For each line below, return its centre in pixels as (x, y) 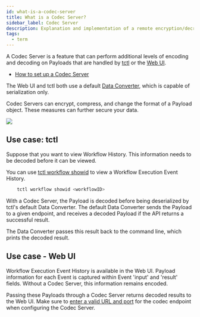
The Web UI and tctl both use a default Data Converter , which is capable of (98, 86)
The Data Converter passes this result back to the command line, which (94, 231)
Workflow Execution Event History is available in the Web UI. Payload (91, 271)
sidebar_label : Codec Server (42, 23)
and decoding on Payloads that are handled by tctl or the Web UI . (86, 63)
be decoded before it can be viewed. (51, 160)
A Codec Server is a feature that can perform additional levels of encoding (97, 56)
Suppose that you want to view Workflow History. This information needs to (99, 154)
